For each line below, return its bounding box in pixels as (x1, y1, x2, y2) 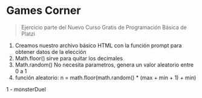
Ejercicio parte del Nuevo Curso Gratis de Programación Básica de (21, 24, 187, 31)
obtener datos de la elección (15, 48, 86, 55)
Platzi (21, 30, 35, 37)
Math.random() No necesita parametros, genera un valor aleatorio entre (15, 61, 194, 68)
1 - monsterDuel (6, 85, 47, 93)
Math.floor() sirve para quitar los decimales (15, 54, 123, 62)
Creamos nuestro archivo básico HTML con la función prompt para (15, 42, 182, 49)
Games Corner (6, 4, 81, 18)
